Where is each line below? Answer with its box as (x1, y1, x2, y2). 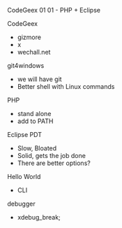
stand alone (17, 110, 52, 117)
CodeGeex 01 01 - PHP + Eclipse (7, 6, 101, 14)
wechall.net (17, 48, 51, 56)
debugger (7, 199, 36, 208)
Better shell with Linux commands (17, 83, 115, 90)
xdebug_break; (17, 213, 61, 221)
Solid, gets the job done (17, 152, 86, 159)
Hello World (7, 173, 41, 180)
